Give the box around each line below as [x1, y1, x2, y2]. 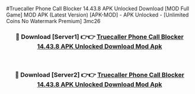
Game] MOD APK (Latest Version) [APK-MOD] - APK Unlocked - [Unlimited [6, 11, 189, 18]
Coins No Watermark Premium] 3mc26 [6, 18, 101, 24]
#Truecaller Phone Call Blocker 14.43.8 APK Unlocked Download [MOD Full [6, 5, 190, 12]
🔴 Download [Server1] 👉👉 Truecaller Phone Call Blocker [15, 33, 184, 41]
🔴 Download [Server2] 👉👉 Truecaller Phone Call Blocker [14, 71, 185, 79]
